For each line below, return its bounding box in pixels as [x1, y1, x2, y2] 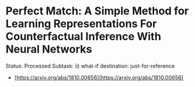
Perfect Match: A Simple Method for [5, 4, 189, 18]
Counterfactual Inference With [5, 30, 161, 43]
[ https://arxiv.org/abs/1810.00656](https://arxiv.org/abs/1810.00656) [14, 74, 184, 81]
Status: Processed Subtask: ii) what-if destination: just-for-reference [5, 62, 175, 70]
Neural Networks [5, 43, 92, 56]
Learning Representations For [5, 17, 157, 31]
